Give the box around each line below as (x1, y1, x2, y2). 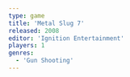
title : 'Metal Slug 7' (8, 19, 85, 27)
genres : (8, 49, 35, 57)
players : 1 (8, 42, 45, 50)
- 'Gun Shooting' (15, 57, 74, 65)
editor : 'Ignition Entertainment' (8, 34, 125, 43)
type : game (8, 11, 45, 20)
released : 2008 (8, 26, 60, 34)
